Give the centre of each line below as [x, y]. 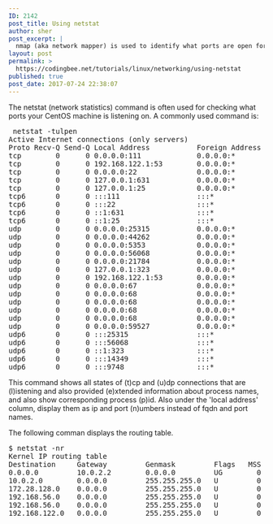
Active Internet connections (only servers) [99, 139]
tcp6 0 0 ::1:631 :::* [111, 212]
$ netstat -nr [37, 448]
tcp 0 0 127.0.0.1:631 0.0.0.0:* [122, 180]
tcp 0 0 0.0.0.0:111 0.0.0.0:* [122, 156]
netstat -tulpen [45, 131]
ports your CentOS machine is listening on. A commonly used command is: [134, 115]
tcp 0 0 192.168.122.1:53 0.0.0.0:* [122, 164]
